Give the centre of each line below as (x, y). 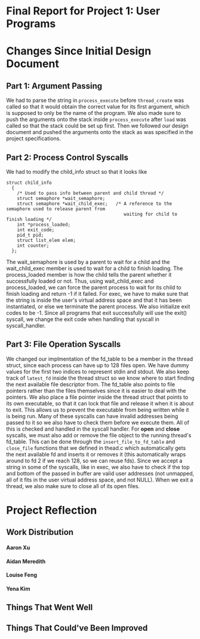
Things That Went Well (50, 608)
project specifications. (34, 138)
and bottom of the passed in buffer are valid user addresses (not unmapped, (100, 473)
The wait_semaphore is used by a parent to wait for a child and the (88, 262)
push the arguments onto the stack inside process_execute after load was (96, 119)
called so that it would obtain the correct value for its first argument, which (98, 107)
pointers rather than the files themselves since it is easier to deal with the (96, 390)
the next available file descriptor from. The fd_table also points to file (90, 384)
